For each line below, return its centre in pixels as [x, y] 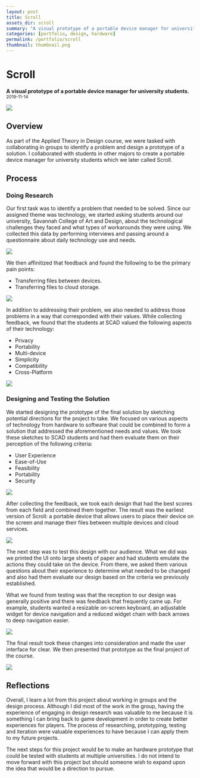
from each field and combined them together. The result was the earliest [95, 510]
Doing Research [30, 195]
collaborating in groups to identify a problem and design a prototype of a [95, 147]
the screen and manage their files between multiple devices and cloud [92, 522]
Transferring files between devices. [58, 281]
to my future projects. [33, 738]
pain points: [21, 269]
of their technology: [30, 329]
